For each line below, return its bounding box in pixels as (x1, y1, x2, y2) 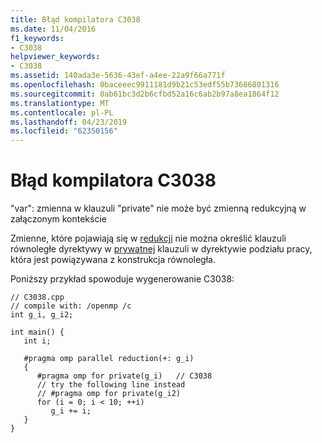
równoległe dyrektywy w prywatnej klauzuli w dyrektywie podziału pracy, (10, 243, 313, 255)
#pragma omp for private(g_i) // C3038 (36, 371, 213, 381)
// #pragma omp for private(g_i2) (36, 389, 182, 399)
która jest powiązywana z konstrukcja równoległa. (10, 254, 216, 266)
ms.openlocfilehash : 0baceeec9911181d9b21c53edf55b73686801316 (10, 80, 280, 90)
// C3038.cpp (10, 292, 65, 303)
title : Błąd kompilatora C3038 (10, 14, 141, 25)
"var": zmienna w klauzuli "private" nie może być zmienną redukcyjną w (10, 202, 307, 215)
